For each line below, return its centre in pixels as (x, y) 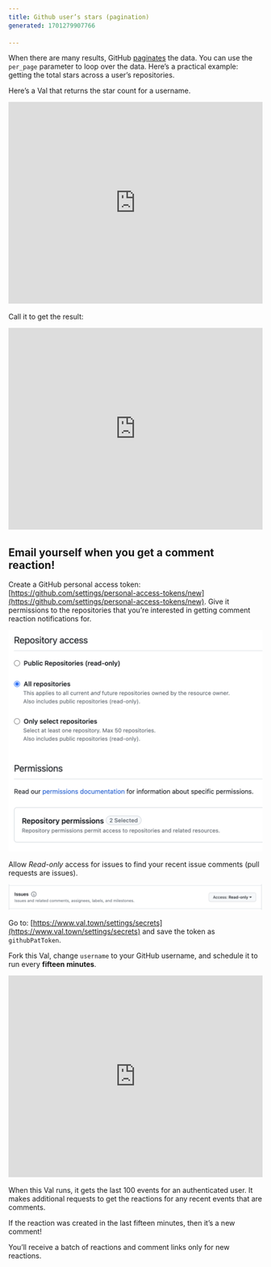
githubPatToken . (35, 940)
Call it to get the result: (46, 317)
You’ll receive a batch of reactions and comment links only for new (119, 1248)
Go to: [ (21, 923)
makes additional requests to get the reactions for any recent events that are (135, 1199)
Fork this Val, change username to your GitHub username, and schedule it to (133, 955)
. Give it (217, 602)
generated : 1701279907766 (52, 25)
